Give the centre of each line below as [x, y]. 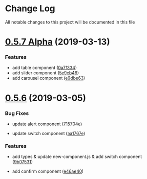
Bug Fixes [17, 113]
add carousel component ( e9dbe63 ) [49, 78]
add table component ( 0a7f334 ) [44, 68]
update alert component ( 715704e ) [47, 124]
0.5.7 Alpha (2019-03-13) [58, 42]
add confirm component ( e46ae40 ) [48, 171]
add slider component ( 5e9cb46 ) [45, 73]
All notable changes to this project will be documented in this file [70, 22]
